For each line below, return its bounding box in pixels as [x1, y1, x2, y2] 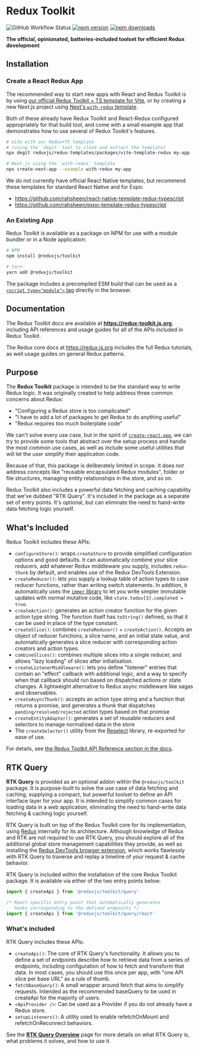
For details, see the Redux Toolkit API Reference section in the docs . [6, 745, 173, 752]
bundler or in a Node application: [6, 236, 87, 243]
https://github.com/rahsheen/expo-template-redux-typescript [14, 201, 166, 208]
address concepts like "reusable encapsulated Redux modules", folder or [6, 468, 185, 476]
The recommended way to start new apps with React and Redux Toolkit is [6, 91, 187, 98]
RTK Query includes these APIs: [6, 938, 84, 945]
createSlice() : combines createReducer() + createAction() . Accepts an [14, 626, 192, 633]
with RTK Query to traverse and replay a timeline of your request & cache [6, 853, 185, 860]
